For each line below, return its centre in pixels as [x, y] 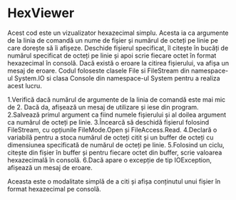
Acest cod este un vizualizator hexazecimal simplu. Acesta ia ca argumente [118, 33]
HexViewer [41, 13]
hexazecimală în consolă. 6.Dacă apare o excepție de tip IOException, [110, 160]
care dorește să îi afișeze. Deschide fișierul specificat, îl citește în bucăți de [118, 48]
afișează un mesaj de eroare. [50, 167]
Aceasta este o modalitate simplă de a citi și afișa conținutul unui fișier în [114, 181]
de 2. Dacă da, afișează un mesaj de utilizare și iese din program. [103, 107]
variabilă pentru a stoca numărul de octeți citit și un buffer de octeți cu [111, 137]
